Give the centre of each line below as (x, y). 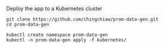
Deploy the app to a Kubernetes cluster (54, 9)
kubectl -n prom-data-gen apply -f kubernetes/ (66, 40)
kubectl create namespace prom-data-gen (57, 35)
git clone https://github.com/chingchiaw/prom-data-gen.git (83, 19)
